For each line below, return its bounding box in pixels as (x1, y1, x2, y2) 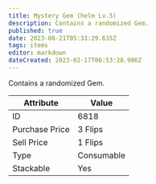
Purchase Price (12, 123, 70, 134)
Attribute (23, 97, 59, 108)
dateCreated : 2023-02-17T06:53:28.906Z (8, 57, 142, 65)
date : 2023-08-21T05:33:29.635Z (8, 34, 117, 42)
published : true (8, 26, 63, 34)
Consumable (77, 150, 126, 161)
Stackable (12, 162, 51, 174)
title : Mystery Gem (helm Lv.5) (8, 11, 117, 20)
